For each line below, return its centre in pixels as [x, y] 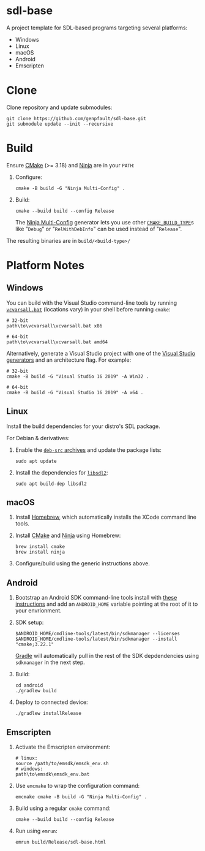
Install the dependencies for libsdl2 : [61, 472]
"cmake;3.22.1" [35, 644]
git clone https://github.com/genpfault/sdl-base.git [76, 118]
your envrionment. [39, 611]
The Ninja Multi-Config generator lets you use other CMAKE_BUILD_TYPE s [104, 222]
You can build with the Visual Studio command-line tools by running [92, 303]
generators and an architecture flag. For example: [69, 360]
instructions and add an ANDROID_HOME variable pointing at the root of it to [106, 604]
